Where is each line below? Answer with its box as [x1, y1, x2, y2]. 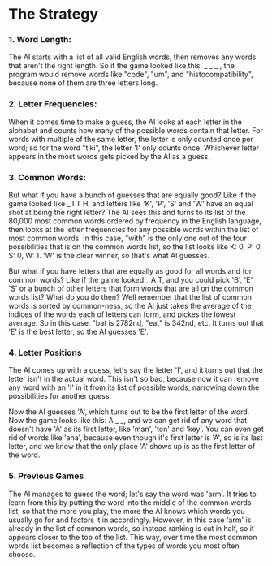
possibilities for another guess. [8, 391, 112, 401]
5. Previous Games [8, 470, 84, 482]
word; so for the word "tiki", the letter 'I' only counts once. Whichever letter [8, 143, 260, 153]
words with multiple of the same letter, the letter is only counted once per [8, 134, 253, 144]
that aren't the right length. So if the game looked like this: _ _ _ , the [8, 61, 235, 71]
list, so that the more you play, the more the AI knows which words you [8, 506, 245, 516]
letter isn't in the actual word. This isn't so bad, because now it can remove [8, 374, 260, 384]
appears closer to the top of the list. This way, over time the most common [8, 532, 257, 542]
